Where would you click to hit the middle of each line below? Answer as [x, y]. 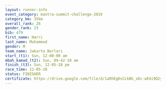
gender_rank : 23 [22, 28]
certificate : [19, 79]
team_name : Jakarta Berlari [34, 51]
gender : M [15, 46]
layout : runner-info [26, 10]
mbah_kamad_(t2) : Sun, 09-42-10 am [42, 60]
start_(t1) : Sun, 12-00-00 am [36, 56]
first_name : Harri [24, 38]
